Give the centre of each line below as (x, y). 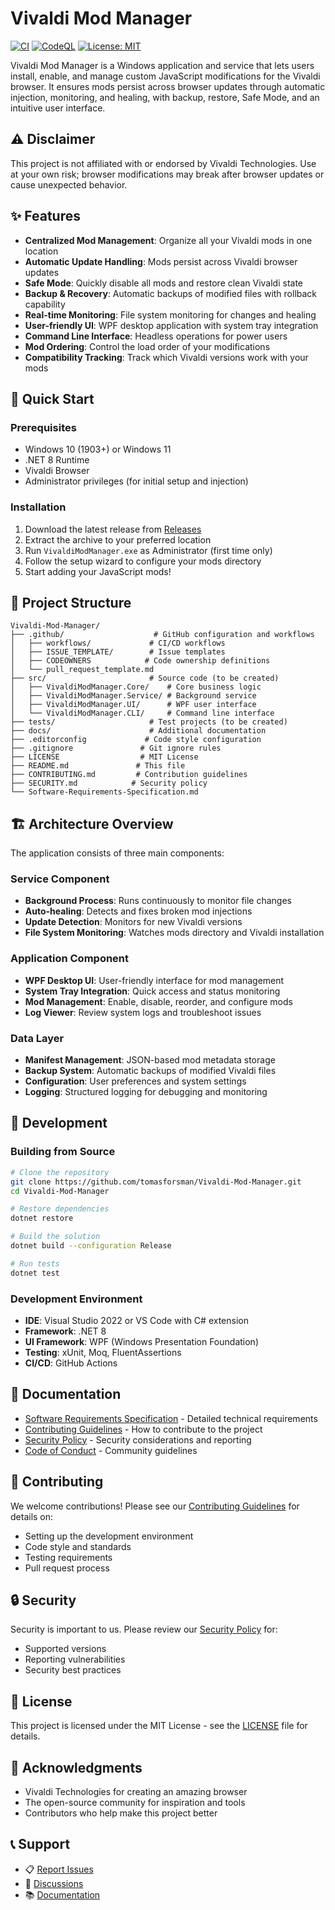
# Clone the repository (60, 1172)
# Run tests (35, 1263)
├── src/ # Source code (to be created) (145, 678)
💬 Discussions (54, 1883)
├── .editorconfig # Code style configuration (136, 740)
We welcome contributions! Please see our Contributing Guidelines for (155, 1506)
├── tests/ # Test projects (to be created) (149, 722)
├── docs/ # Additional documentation (138, 731)
